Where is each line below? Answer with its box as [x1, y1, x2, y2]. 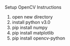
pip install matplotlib [12, 30, 54, 35]
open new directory [12, 14, 53, 19]
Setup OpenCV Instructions [5, 4, 61, 10]
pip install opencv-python [12, 35, 65, 41]
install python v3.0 [12, 19, 51, 25]
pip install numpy [12, 24, 48, 30]
